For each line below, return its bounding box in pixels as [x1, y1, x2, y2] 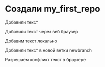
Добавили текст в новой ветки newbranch [5, 47, 92, 53]
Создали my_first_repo [5, 3, 100, 14]
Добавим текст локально [5, 38, 57, 44]
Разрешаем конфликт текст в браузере [5, 56, 86, 62]
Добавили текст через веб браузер [5, 28, 78, 34]
